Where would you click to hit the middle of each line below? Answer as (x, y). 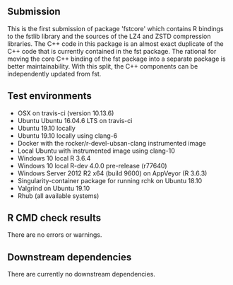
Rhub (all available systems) (58, 196)
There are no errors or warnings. (55, 235)
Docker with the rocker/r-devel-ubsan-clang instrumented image (112, 143)
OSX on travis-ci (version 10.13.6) (66, 113)
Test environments (49, 96)
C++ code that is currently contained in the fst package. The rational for (112, 51)
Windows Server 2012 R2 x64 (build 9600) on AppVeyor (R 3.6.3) (112, 173)
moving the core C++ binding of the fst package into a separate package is (116, 59)
